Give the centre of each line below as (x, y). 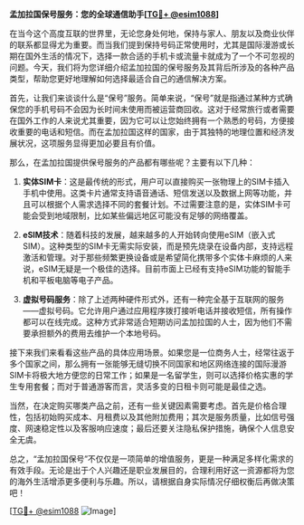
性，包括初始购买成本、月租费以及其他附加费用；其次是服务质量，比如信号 (148, 417)
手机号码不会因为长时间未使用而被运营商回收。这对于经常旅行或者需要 (164, 109)
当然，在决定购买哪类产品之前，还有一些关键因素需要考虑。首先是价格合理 (148, 406)
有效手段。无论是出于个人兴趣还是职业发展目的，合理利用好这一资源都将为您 (152, 470)
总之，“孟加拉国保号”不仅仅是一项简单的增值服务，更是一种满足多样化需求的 (152, 459)
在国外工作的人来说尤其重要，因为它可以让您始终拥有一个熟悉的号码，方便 (148, 120)
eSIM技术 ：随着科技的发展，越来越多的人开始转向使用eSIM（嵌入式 (149, 235)
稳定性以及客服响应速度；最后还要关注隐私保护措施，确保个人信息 (163, 428)
